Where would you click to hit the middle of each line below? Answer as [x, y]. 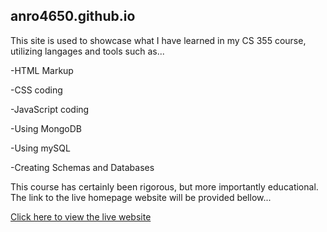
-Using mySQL [40, 148]
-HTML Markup [42, 70]
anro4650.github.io [73, 16]
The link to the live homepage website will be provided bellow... [141, 197]
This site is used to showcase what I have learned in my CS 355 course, [158, 40]
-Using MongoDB [46, 128]
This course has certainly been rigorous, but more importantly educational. [164, 186]
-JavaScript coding [50, 109]
